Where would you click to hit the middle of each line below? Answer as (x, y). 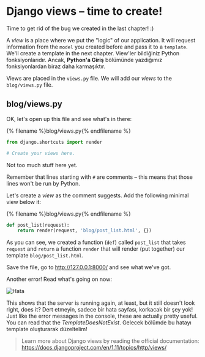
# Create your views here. (41, 153)
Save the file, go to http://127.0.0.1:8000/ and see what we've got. (89, 267)
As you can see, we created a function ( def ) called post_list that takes (96, 242)
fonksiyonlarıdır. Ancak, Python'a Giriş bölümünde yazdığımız (84, 60)
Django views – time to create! (84, 11)
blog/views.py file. (30, 85)
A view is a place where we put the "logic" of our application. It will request (101, 40)
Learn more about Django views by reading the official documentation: (110, 341)
